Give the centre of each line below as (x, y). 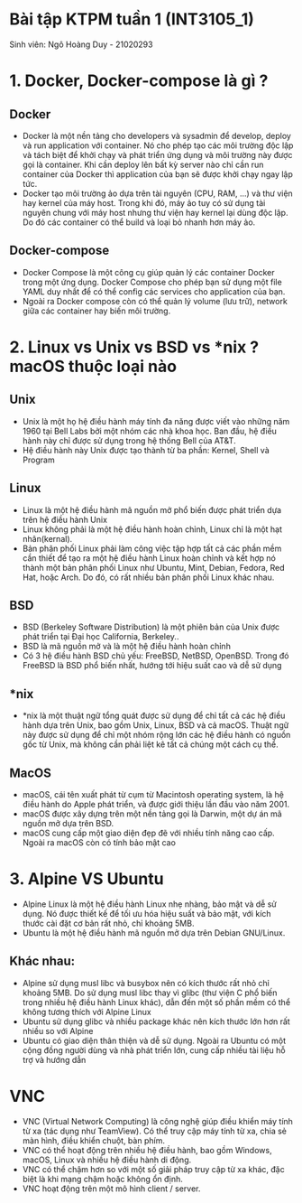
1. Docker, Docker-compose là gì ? (139, 81)
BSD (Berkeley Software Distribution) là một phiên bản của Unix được (151, 627)
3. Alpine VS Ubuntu (87, 879)
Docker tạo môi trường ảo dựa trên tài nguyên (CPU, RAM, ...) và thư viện (157, 193)
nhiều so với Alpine (58, 1030)
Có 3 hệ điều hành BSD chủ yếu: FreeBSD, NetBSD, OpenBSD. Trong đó (156, 656)
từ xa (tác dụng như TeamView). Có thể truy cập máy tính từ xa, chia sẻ (154, 1131)
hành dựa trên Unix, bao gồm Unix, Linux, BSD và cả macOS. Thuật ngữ (156, 725)
